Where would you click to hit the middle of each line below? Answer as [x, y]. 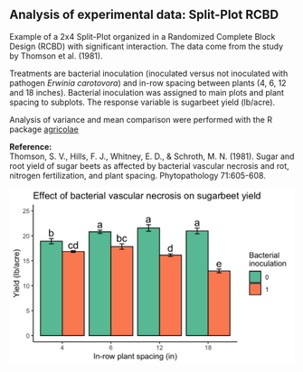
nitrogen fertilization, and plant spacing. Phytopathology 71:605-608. [138, 175]
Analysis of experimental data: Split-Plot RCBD [144, 15]
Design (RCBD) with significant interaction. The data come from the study [147, 46]
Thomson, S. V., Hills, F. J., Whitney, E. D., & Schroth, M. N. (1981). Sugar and [152, 156]
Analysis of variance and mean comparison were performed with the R [141, 119]
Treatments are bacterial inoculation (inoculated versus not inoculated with [149, 73]
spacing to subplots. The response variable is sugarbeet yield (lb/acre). [142, 102]
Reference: [31, 146]
